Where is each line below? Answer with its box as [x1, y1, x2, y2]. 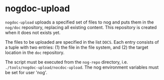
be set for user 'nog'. [5, 69, 48, 75]
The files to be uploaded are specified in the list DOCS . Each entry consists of [5, 39, 159, 45]
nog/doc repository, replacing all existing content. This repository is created [5, 24, 157, 30]
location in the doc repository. [5, 50, 65, 55]
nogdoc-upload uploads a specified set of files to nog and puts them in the [5, 19, 154, 25]
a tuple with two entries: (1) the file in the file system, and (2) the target [5, 44, 149, 50]
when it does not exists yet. [5, 29, 61, 35]
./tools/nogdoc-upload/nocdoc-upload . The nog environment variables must [5, 64, 159, 70]
